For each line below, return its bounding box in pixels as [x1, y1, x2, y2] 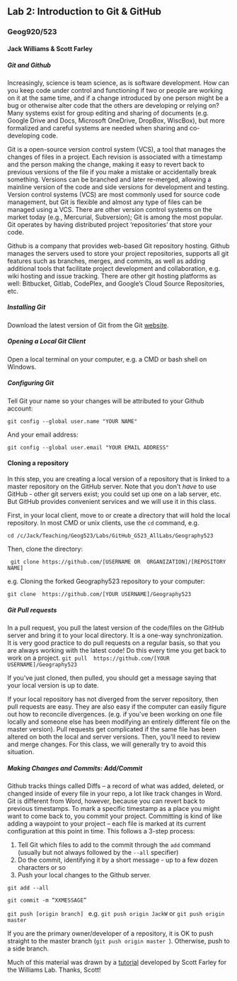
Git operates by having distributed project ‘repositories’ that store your [7, 220, 212, 229]
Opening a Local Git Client [7, 337, 86, 346]
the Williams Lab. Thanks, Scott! [7, 965, 101, 974]
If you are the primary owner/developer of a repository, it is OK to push [7, 929, 214, 938]
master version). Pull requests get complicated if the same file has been [7, 724, 217, 733]
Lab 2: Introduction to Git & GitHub [7, 6, 161, 18]
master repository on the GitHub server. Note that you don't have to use [7, 482, 217, 490]
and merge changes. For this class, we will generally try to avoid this [7, 740, 207, 749]
